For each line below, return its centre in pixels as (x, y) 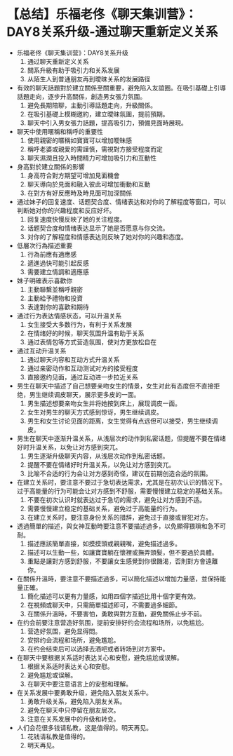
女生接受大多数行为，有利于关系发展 (80, 324)
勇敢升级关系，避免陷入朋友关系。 (76, 701)
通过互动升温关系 (41, 351)
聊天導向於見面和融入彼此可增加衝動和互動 (89, 184)
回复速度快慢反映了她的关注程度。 (76, 219)
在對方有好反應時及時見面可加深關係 (80, 193)
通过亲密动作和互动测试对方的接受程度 (82, 368)
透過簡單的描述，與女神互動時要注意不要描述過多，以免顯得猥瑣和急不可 (121, 526)
